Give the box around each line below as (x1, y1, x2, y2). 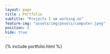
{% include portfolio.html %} (5, 44, 62, 49)
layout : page (5, 7, 32, 12)
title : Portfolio (5, 12, 42, 17)
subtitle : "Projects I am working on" (5, 16, 84, 21)
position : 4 (5, 26, 29, 30)
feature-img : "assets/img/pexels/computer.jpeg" (5, 21, 106, 26)
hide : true (5, 30, 27, 35)
